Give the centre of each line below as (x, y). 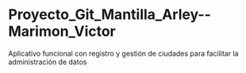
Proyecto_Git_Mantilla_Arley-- (110, 15)
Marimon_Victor (62, 31)
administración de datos (48, 62)
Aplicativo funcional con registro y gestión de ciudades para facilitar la (123, 53)
